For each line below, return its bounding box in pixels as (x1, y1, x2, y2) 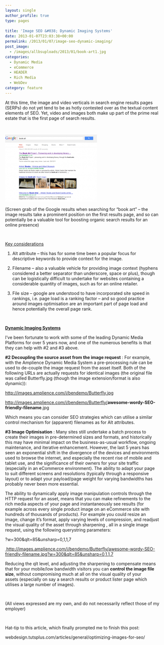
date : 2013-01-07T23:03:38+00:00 (5, 34, 73, 39)
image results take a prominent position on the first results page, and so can (5, 211, 159, 217)
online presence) (5, 222, 39, 228)
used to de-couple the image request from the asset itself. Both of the (5, 364, 146, 370)
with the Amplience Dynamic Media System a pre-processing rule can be (5, 360, 153, 365)
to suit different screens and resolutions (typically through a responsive (5, 470, 149, 476)
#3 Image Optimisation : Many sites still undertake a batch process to (5, 429, 146, 435)
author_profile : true (5, 13, 49, 18)
